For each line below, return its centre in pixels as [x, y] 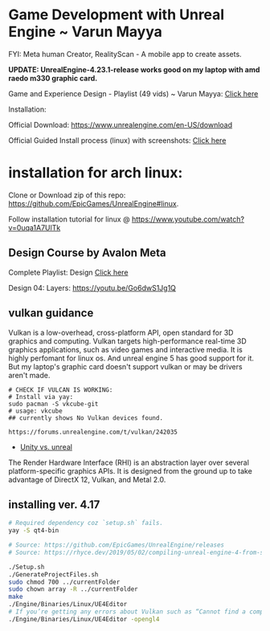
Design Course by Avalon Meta [87, 253]
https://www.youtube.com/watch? [188, 219]
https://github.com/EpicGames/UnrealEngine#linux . [94, 203]
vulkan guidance [51, 313]
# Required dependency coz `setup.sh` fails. [86, 523]
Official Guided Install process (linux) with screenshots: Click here [117, 140]
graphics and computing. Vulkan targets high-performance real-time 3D [127, 341]
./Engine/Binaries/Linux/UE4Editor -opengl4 [84, 619]
